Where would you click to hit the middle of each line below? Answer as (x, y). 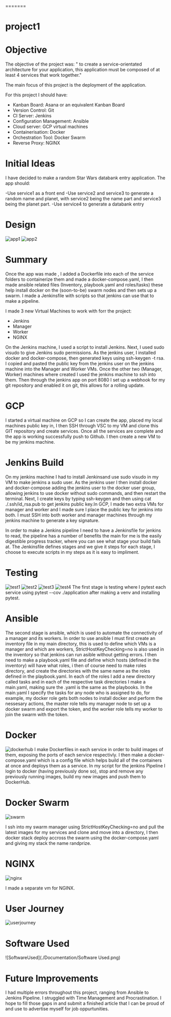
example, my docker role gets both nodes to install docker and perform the (84, 698)
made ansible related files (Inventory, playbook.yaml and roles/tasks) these (84, 284)
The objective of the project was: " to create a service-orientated (74, 64)
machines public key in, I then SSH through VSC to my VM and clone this (82, 425)
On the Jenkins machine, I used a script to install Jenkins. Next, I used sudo (85, 347)
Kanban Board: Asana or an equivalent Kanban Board (69, 105)
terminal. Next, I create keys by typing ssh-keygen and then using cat (78, 499)
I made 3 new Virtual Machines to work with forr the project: (68, 311)
